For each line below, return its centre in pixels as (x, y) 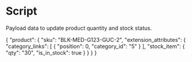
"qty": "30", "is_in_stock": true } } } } (51, 52)
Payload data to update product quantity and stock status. (79, 28)
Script (21, 11)
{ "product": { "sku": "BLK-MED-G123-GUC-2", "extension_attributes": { (96, 40)
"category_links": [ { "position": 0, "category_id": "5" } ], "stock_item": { (95, 46)
